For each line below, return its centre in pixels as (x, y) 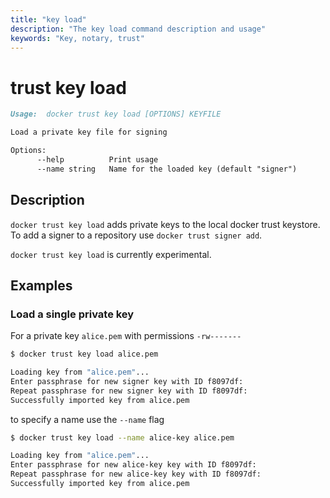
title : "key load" (48, 19)
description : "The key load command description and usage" (138, 29)
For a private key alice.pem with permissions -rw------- (126, 336)
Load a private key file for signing (89, 132)
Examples (41, 285)
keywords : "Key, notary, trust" (77, 38)
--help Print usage (97, 159)
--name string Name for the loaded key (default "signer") (167, 169)
